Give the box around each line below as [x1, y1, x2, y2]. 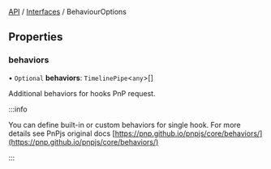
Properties [8, 30, 63, 44]
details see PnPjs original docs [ [8, 129, 115, 138]
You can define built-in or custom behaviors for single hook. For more [8, 120, 241, 129]
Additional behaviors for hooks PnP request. [8, 88, 156, 98]
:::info [8, 104, 28, 114]
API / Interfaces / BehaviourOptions [8, 7, 127, 16]
